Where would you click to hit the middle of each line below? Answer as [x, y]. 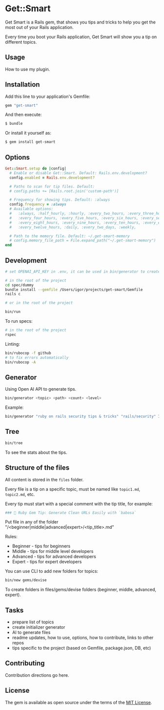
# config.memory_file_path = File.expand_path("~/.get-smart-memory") [83, 240]
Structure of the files [37, 468]
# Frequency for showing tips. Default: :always [60, 200]
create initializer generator [39, 627]
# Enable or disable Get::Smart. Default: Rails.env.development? [78, 173]
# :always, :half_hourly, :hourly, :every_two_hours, [67, 213]
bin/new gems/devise [26, 580]
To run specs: [19, 321]
